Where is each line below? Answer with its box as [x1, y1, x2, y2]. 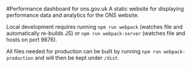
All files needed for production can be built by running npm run [6, 48, 161, 55]
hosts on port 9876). [6, 36, 57, 43]
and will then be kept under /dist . [34, 54, 120, 61]
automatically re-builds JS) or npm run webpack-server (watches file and [6, 30, 186, 37]
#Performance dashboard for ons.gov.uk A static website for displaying [6, 5, 184, 12]
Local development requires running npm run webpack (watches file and [6, 24, 183, 30]
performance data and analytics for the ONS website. [6, 11, 139, 19]
